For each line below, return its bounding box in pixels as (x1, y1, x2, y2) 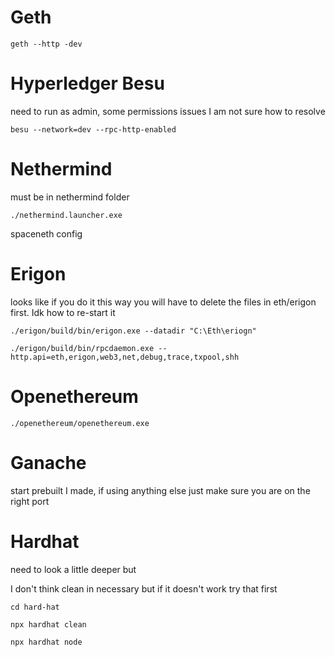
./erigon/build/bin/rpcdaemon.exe (10, 343, 155, 353)
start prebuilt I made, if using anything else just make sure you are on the (10, 484, 311, 496)
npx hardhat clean (10, 619, 87, 630)
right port (10, 495, 50, 507)
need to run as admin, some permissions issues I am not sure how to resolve (10, 105, 326, 117)
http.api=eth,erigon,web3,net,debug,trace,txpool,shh (10, 352, 240, 362)
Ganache (10, 451, 87, 474)
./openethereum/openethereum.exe (10, 418, 150, 428)
